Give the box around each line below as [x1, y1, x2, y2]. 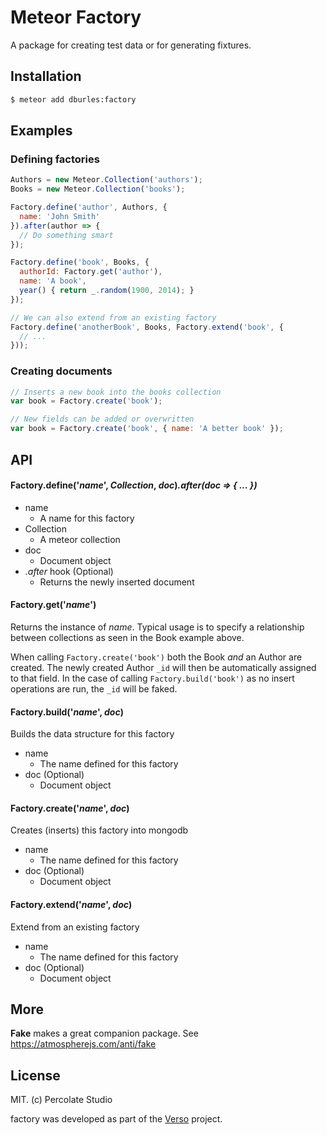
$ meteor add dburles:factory [10, 94, 137, 105]
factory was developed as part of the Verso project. [10, 1113, 223, 1125]
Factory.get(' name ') [10, 599, 97, 611]
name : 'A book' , [19, 276, 87, 286]
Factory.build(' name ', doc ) [10, 706, 124, 718]
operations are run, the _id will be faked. [10, 682, 178, 695]
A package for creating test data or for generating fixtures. [10, 39, 252, 51]
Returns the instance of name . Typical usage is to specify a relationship [10, 621, 305, 633]
